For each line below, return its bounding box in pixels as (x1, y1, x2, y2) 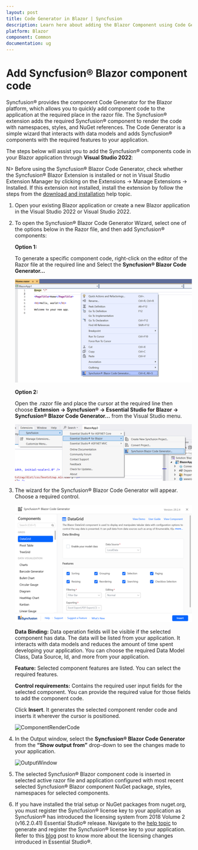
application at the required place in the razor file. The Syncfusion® (6, 111, 167, 118)
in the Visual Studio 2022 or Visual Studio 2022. (14, 208, 131, 215)
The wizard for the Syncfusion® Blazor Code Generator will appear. (14, 487, 178, 494)
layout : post (6, 9, 38, 15)
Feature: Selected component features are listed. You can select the (14, 664, 181, 672)
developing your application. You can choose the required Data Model (14, 647, 184, 654)
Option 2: (14, 389, 38, 396)
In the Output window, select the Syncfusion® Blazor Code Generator (14, 735, 186, 742)
